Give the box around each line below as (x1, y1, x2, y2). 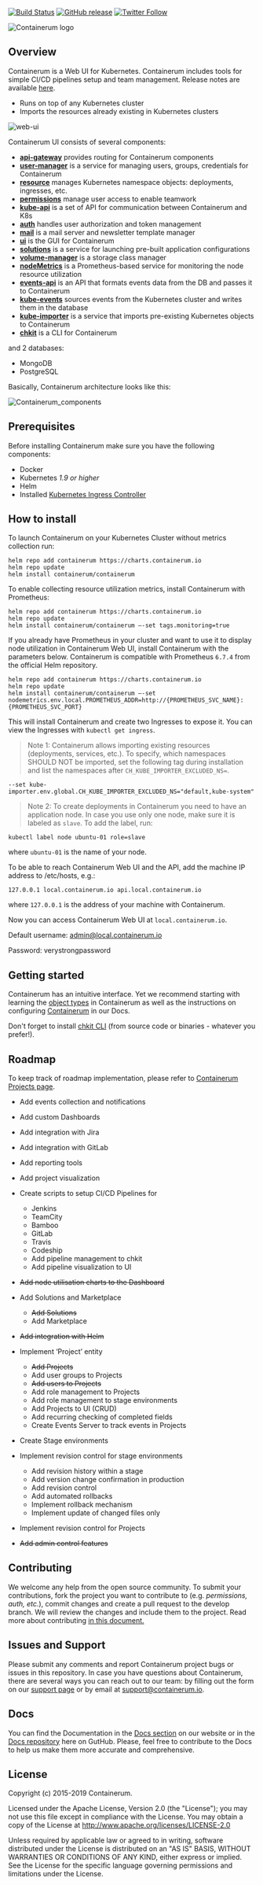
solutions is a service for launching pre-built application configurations (19, 244, 250, 253)
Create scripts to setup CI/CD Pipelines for (19, 1189, 158, 1198)
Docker (19, 464, 44, 474)
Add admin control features (19, 1539, 108, 1548)
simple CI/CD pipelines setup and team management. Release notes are (8, 75, 240, 84)
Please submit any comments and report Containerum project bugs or (8, 1659, 234, 1669)
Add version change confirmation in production (31, 1475, 184, 1485)
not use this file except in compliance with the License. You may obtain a (8, 1812, 243, 1821)
